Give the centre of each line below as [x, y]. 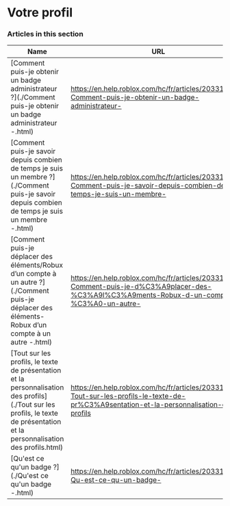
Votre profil [40, 13]
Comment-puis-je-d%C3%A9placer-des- [141, 287]
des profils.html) [37, 448]
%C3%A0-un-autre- [106, 304]
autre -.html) [31, 342]
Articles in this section [45, 34]
